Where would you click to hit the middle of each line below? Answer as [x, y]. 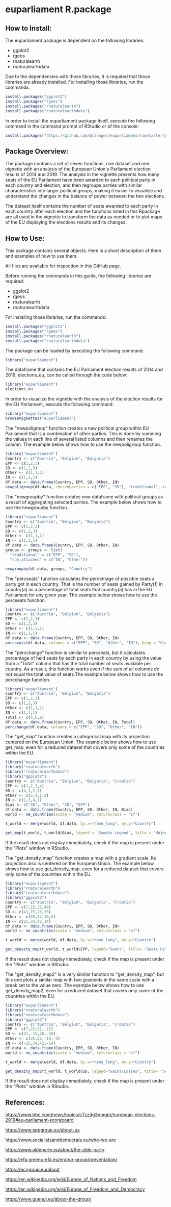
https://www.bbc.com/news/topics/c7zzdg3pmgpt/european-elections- [81, 1115]
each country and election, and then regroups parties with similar [74, 185]
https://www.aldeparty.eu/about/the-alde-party [55, 1150]
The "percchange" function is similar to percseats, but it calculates [75, 652]
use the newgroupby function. [37, 507]
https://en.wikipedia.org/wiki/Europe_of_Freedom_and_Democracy [75, 1189]
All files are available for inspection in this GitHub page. [63, 266]
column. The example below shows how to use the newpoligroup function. [83, 444]
